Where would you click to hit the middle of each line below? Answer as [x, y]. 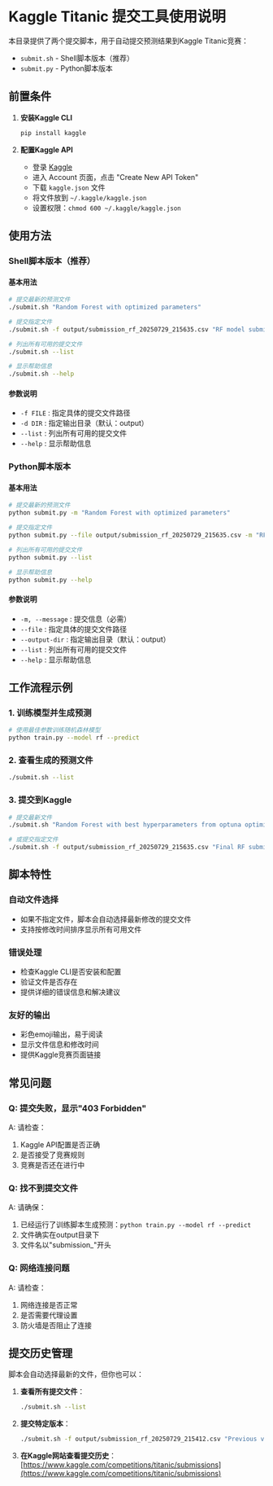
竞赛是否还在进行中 [52, 1165]
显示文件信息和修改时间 [59, 1045]
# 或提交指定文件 [33, 839]
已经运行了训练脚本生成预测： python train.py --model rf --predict [136, 1225]
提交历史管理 [41, 1354]
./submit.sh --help [41, 374]
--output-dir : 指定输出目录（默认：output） [95, 639]
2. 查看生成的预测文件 [51, 761]
